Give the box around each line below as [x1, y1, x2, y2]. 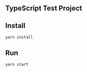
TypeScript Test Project [5, 4, 82, 13]
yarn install [5, 35, 33, 40]
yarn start [5, 62, 29, 67]
